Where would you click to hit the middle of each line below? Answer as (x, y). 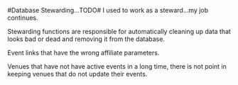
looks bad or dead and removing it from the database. (86, 39)
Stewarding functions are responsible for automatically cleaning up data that (119, 32)
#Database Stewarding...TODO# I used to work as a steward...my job (108, 10)
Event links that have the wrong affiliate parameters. (83, 53)
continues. (23, 18)
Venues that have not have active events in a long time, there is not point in (117, 66)
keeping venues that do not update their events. (77, 74)
